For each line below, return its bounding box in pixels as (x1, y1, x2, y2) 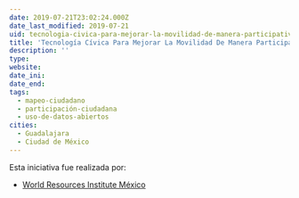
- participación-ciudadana (17, 104, 117, 113)
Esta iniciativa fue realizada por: (9, 161, 126, 172)
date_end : (9, 79, 46, 88)
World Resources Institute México (21, 179, 146, 190)
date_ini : (9, 71, 46, 80)
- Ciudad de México (17, 137, 90, 146)
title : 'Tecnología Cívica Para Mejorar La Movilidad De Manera (9, 37, 253, 47)
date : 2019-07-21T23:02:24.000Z (9, 12, 129, 22)
